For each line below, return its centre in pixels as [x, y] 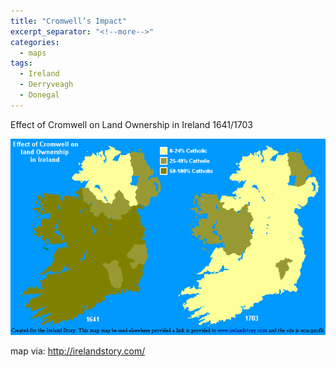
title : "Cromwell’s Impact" [69, 21]
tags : [21, 63]
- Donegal [39, 95]
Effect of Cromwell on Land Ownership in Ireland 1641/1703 [131, 124]
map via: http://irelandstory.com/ [78, 351]
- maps [33, 53]
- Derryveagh [46, 85]
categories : [35, 42]
